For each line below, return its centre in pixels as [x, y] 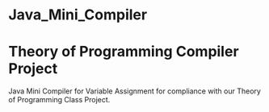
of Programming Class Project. [59, 100]
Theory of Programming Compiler [124, 52]
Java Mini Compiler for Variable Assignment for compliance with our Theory [134, 91]
